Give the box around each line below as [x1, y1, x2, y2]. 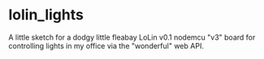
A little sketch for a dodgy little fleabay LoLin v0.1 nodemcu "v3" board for [8, 32, 256, 42]
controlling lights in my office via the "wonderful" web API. [8, 40, 205, 50]
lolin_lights [8, 6, 84, 24]
